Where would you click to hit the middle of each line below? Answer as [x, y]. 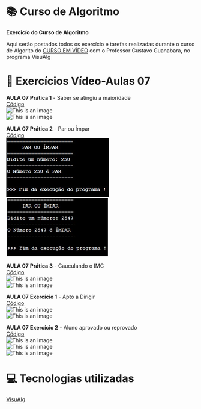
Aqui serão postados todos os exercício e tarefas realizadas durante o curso [100, 44]
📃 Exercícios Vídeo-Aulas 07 [78, 81]
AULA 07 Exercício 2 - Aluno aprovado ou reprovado [72, 327]
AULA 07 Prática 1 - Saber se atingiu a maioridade [68, 97]
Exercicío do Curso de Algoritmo [47, 32]
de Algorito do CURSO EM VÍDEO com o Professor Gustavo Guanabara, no [98, 50]
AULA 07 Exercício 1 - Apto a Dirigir [51, 297]
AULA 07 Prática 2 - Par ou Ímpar [48, 128]
